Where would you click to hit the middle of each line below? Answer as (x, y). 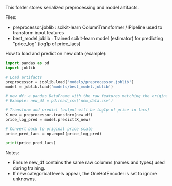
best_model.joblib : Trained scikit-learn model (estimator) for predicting (88, 38)
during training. (29, 168)
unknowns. (24, 179)
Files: (11, 17)
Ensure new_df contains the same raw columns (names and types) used (89, 163)
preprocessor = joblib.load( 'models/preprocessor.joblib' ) (70, 82)
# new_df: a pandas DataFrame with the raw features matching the (78, 96)
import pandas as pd (27, 63)
